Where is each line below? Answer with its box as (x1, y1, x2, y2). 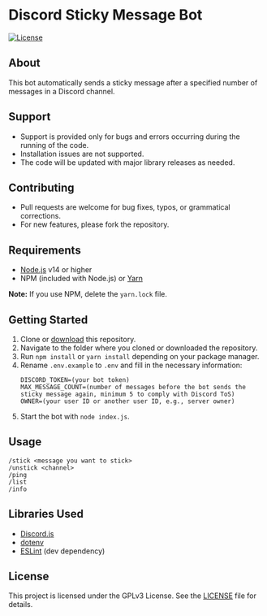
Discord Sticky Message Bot (8, 6, 203, 24)
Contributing (8, 180, 75, 194)
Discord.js (19, 528, 54, 538)
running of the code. (19, 140, 89, 150)
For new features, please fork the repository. (19, 219, 170, 229)
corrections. (19, 211, 61, 221)
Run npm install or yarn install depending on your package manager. (19, 352, 260, 361)
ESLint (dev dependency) (19, 546, 106, 556)
